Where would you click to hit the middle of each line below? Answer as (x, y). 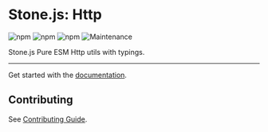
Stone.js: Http (55, 15)
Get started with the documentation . (68, 75)
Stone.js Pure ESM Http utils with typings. (77, 52)
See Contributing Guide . (48, 119)
